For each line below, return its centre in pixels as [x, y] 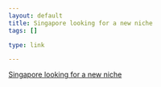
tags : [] [23, 30]
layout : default [35, 16]
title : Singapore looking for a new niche [80, 23]
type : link [27, 45]
